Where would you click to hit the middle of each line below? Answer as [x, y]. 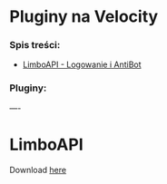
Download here [38, 169]
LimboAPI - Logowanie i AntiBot [82, 64]
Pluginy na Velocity [84, 17]
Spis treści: [35, 45]
